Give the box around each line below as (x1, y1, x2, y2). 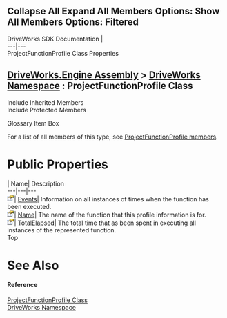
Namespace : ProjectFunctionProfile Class (7, 80, 193, 92)
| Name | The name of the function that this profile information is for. (14, 210, 206, 219)
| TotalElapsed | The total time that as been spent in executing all (14, 219, 197, 227)
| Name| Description (7, 179, 64, 188)
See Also (7, 257, 59, 273)
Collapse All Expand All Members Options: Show (7, 6, 220, 17)
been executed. (7, 202, 52, 210)
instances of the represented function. (7, 226, 117, 234)
